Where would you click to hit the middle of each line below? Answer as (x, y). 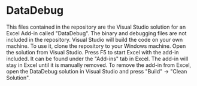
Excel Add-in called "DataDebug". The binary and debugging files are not (96, 33)
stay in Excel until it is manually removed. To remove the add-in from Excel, (99, 65)
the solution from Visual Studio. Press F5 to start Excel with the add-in (93, 52)
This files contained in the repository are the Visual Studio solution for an (96, 27)
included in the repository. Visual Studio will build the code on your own (95, 39)
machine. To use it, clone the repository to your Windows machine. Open (96, 46)
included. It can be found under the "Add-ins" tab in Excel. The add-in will (97, 59)
